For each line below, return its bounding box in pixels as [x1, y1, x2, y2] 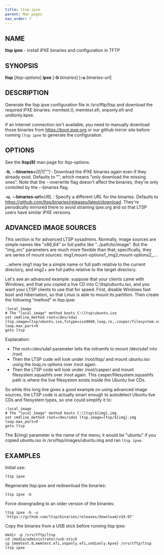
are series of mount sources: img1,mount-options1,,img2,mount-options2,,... [5, 252, 158, 258]
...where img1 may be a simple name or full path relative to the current [5, 261, 145, 267]
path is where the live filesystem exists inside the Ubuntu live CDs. [12, 377, 146, 383]
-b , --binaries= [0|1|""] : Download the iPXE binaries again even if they [5, 168, 146, 174]
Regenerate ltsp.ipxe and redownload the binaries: [5, 483, 106, 488]
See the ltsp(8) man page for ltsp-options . [5, 159, 91, 165]
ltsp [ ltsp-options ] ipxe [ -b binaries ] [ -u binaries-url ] [5, 74, 112, 80]
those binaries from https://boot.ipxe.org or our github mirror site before [5, 127, 150, 133]
